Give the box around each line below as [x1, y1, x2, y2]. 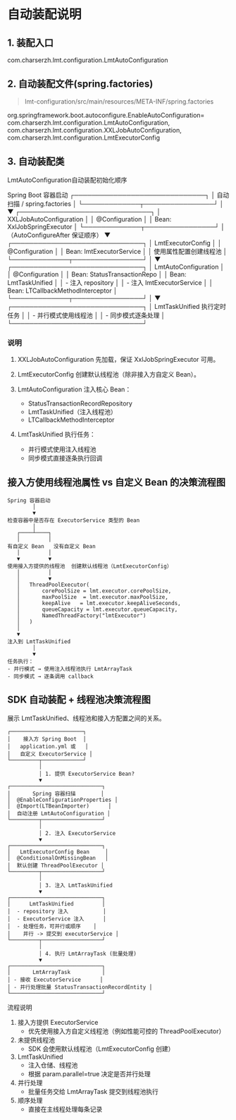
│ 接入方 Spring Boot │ [7, 735, 87, 743]
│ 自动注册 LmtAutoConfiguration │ [7, 810, 111, 817]
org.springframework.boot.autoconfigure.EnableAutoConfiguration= [7, 111, 205, 119]
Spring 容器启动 [7, 497, 51, 504]
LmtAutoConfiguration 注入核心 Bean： [17, 385, 132, 394]
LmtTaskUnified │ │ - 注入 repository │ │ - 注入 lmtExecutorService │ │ [7, 278, 213, 286]
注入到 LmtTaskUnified [7, 638, 71, 645]
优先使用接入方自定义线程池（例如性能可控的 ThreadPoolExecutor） [27, 1027, 225, 1035]
